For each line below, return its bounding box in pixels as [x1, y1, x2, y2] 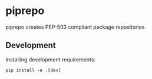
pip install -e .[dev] [5, 67, 61, 73]
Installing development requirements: [5, 56, 95, 63]
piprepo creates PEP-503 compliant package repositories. [5, 23, 147, 30]
